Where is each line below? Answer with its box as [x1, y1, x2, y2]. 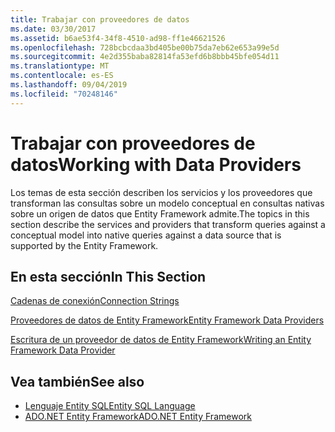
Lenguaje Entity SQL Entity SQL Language [24, 400, 196, 412]
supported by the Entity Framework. [10, 239, 159, 251]
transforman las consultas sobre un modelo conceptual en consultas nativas [10, 197, 325, 209]
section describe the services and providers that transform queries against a [10, 218, 326, 230]
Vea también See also [10, 373, 145, 390]
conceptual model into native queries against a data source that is [10, 229, 282, 241]
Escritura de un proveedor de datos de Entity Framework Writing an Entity [10, 334, 312, 346]
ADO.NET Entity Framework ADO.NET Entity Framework [24, 411, 252, 423]
